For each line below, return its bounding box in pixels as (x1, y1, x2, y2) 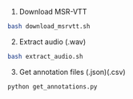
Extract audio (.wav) (18, 36, 87, 47)
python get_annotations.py (7, 82, 98, 91)
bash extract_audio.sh (7, 52, 83, 60)
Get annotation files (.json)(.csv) (18, 67, 126, 76)
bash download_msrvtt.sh (7, 23, 91, 31)
